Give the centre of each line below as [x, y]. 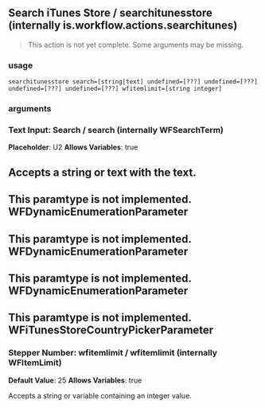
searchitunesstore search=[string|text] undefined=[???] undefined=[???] [133, 82]
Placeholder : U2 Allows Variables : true [73, 147]
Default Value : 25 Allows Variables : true [75, 380]
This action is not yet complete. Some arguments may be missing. [136, 45]
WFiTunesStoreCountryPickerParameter [111, 330]
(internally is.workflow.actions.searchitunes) [123, 26]
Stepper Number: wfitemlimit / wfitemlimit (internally [113, 353]
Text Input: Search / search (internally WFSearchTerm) [116, 130]
